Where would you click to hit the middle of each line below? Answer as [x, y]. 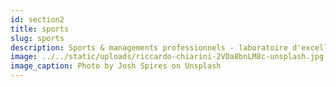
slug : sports [37, 38]
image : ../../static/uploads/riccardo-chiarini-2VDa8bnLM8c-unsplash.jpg [167, 57]
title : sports [40, 29]
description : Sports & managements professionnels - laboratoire [149, 47]
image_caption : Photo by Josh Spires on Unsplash [116, 66]
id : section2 [37, 19]
